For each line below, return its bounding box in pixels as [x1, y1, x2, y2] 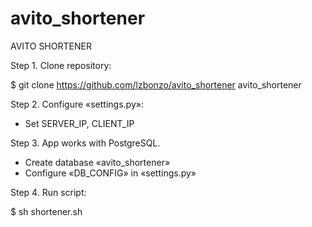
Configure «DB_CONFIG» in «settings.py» [24, 167, 197, 179]
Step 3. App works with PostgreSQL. [10, 137, 161, 149]
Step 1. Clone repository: [10, 59, 112, 71]
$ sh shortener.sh [10, 205, 83, 217]
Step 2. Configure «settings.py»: [10, 98, 144, 110]
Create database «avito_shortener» [24, 156, 171, 168]
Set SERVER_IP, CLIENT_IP [24, 117, 135, 129]
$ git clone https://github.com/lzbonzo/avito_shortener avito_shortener [10, 78, 302, 91]
